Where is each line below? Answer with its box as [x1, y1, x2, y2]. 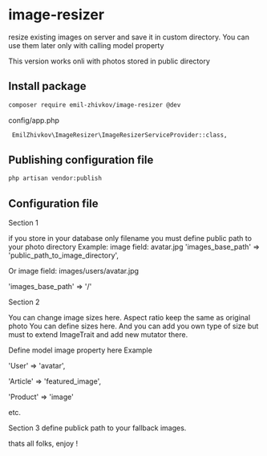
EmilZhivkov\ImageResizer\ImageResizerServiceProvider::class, [11, 131, 228, 139]
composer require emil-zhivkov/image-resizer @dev [8, 100, 181, 109]
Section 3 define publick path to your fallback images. [8, 423, 187, 433]
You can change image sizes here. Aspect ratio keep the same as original [8, 313, 251, 322]
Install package [8, 79, 87, 93]
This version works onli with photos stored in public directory [8, 56, 211, 66]
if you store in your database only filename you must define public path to [8, 234, 253, 242]
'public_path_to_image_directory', [8, 250, 119, 260]
